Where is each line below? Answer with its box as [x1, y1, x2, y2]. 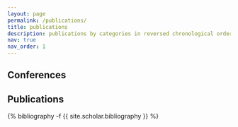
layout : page [7, 10, 46, 18]
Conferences [7, 69, 67, 81]
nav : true [7, 37, 37, 44]
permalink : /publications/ [7, 17, 87, 24]
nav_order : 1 [7, 43, 46, 50]
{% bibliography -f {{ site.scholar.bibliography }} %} [7, 112, 159, 121]
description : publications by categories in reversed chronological [7, 30, 214, 37]
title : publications [7, 23, 69, 30]
